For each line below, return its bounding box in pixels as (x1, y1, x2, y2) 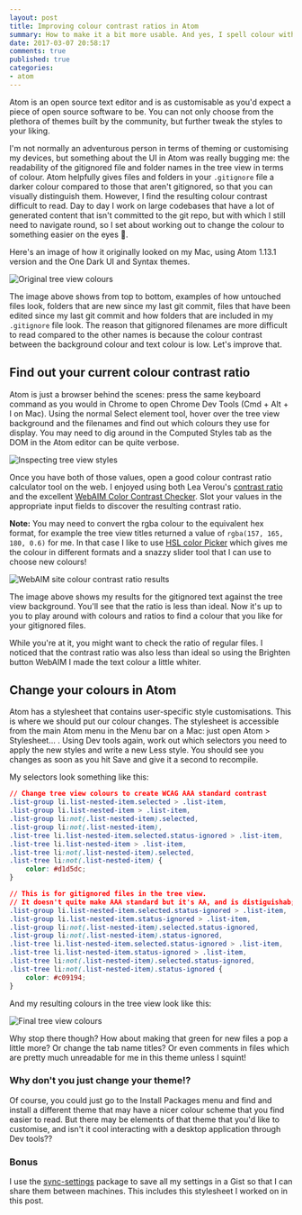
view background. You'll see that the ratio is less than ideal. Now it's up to (9, 600, 283, 611)
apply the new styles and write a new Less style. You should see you (9, 745, 264, 755)
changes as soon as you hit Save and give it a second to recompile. (9, 754, 259, 765)
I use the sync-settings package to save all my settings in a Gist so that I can (9, 1176, 293, 1187)
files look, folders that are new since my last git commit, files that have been (9, 300, 291, 311)
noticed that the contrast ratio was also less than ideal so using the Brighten (9, 646, 290, 658)
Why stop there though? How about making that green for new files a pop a (9, 1033, 289, 1044)
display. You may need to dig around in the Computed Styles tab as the (9, 427, 272, 438)
